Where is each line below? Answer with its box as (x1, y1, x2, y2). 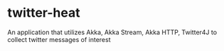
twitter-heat (7, 5, 80, 21)
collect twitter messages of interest (7, 35, 111, 43)
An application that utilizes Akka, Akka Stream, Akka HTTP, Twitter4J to (7, 28, 218, 36)
